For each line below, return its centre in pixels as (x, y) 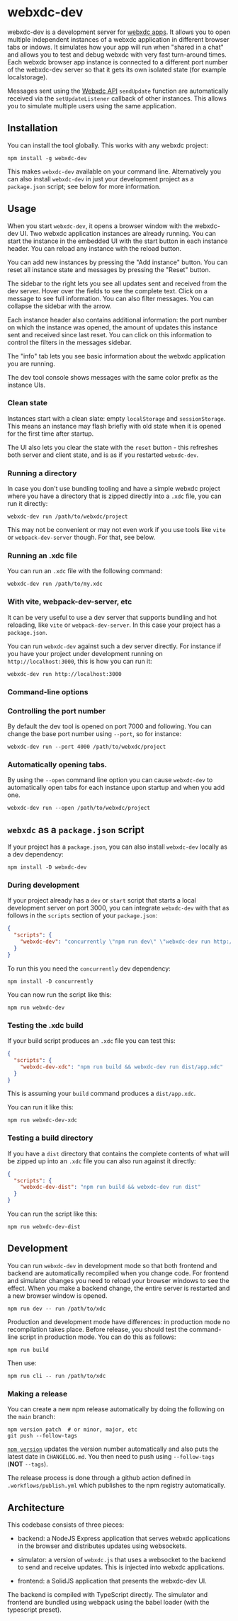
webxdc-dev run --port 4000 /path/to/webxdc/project (87, 747)
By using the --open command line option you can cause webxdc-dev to (110, 780)
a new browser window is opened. (57, 1295)
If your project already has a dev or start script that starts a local (102, 900)
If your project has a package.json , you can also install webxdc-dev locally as (118, 847)
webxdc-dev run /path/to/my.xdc (55, 584)
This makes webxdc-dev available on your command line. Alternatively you (114, 171)
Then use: (22, 1363)
